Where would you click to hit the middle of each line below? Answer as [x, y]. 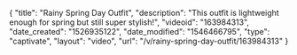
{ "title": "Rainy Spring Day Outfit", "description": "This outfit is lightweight [144, 13]
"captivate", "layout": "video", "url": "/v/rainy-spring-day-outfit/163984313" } [149, 41]
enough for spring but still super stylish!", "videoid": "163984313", [129, 22]
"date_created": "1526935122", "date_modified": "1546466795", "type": [140, 31]
